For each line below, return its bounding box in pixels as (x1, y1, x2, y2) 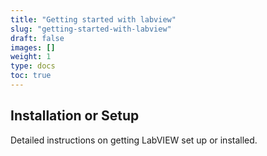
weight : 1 (10, 52, 52, 62)
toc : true (10, 71, 52, 81)
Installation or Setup (10, 107, 140, 125)
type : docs (10, 61, 56, 71)
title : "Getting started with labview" (10, 14, 177, 25)
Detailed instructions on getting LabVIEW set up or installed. (10, 134, 258, 146)
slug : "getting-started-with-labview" (10, 24, 172, 34)
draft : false (10, 33, 65, 43)
